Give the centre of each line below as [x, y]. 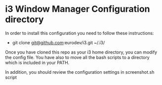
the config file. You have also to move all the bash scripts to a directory [77, 57]
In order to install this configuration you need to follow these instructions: [80, 33]
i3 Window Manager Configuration [78, 9]
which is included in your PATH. [37, 62]
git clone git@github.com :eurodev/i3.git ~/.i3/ [59, 42]
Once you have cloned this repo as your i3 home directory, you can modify [81, 52]
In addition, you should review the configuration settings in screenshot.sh [80, 72]
